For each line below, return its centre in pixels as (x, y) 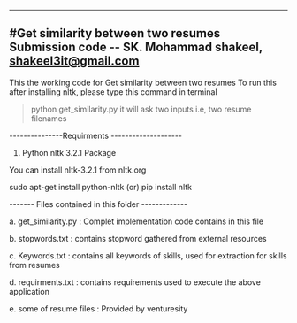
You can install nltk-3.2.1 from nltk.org (78, 170)
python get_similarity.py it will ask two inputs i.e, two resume (141, 109)
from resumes (34, 265)
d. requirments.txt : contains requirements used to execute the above (135, 282)
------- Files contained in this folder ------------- (99, 204)
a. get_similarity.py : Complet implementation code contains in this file (136, 221)
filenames (49, 118)
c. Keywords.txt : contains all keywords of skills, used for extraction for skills (148, 255)
